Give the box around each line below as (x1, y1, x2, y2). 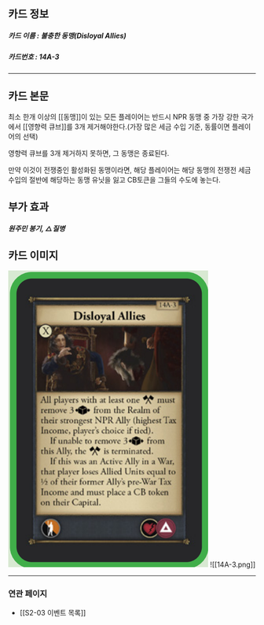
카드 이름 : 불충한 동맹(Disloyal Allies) (8, 31, 127, 40)
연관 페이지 (8, 589, 48, 600)
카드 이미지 (8, 249, 59, 262)
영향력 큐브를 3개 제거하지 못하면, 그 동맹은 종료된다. (8, 148, 170, 157)
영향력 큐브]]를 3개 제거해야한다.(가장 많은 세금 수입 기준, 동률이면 (27, 121, 230, 131)
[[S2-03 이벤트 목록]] (19, 608, 86, 617)
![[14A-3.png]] (209, 560, 256, 569)
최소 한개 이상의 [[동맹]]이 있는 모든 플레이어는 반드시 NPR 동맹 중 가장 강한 (8, 112, 240, 121)
